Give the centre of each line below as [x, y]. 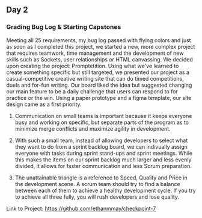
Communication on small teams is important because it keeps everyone [103, 116]
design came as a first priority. [44, 104]
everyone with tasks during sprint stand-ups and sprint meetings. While [104, 153]
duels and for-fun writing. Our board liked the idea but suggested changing [99, 85]
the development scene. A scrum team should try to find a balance [97, 184]
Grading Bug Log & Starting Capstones [64, 27]
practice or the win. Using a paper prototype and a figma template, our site [99, 98]
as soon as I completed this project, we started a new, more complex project [101, 46]
